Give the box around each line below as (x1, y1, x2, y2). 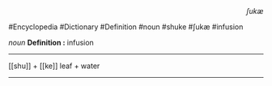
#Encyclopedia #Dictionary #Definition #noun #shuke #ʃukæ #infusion (8, 22, 244, 32)
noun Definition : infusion (8, 38, 95, 47)
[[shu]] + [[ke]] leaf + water (8, 61, 100, 71)
